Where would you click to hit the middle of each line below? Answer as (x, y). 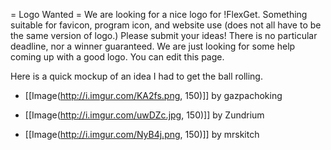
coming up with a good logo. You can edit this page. (117, 57)
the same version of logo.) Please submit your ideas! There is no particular (164, 35)
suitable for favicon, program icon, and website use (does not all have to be (166, 25)
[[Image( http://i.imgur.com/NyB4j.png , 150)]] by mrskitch (142, 134)
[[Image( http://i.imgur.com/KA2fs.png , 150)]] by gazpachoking (153, 95)
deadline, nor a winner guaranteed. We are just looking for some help (153, 46)
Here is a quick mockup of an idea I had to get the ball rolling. (136, 76)
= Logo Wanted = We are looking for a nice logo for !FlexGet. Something (159, 14)
